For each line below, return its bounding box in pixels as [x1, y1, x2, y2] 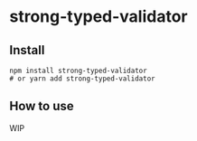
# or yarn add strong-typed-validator [9, 74, 155, 83]
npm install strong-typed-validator [9, 66, 147, 75]
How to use [9, 99, 74, 114]
